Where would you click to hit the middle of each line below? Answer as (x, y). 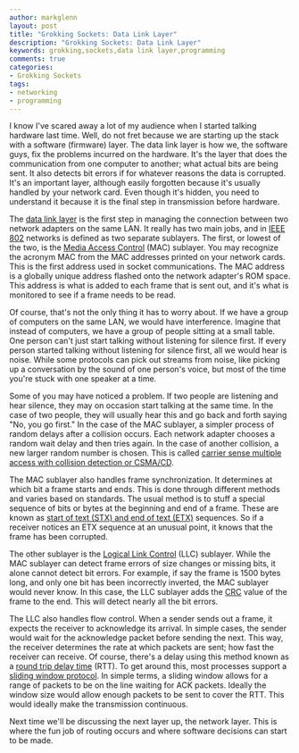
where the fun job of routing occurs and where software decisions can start (148, 731)
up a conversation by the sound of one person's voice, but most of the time (148, 369)
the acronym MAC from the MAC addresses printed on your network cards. (147, 257)
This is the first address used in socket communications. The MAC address (147, 267)
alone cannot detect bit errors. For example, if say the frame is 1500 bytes (145, 573)
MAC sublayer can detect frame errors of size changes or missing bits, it (143, 564)
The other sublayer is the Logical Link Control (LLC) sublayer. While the (140, 554)
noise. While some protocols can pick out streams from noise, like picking (145, 360)
